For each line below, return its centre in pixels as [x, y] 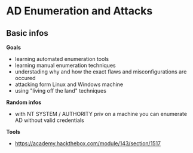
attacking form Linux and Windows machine [69, 84]
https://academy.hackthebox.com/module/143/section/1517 [88, 143]
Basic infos [27, 33]
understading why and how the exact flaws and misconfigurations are [101, 72]
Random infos [24, 102]
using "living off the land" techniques [60, 91]
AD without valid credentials [50, 120]
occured [25, 78]
